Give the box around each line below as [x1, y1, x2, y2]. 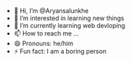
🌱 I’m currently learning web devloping [13, 22, 126, 29]
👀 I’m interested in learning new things [13, 14, 124, 22]
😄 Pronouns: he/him [13, 39, 73, 47]
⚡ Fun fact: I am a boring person [13, 47, 107, 55]
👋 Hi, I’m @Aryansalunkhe [13, 7, 89, 15]
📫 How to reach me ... [13, 29, 79, 38]
